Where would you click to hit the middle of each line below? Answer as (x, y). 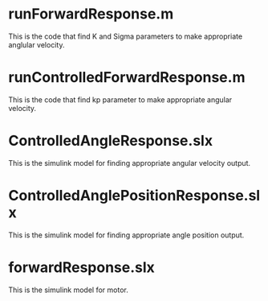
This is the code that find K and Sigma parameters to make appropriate (126, 36)
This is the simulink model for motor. (68, 290)
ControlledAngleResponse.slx (111, 141)
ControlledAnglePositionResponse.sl (134, 196)
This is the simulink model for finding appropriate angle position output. (126, 235)
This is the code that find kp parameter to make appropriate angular (120, 99)
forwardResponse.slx (81, 267)
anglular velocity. (37, 44)
